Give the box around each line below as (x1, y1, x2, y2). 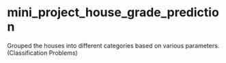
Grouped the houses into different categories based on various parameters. (7, 41, 220, 49)
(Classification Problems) (7, 49, 79, 57)
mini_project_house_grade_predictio (7, 5, 220, 20)
